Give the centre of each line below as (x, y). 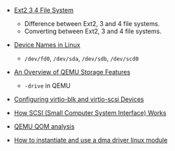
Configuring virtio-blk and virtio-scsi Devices (79, 99)
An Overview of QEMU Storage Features (72, 72)
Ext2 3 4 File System (44, 10)
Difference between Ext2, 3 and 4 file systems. (92, 24)
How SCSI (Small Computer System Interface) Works (90, 113)
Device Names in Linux (47, 45)
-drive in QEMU (48, 86)
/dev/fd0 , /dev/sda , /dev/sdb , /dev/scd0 (81, 58)
